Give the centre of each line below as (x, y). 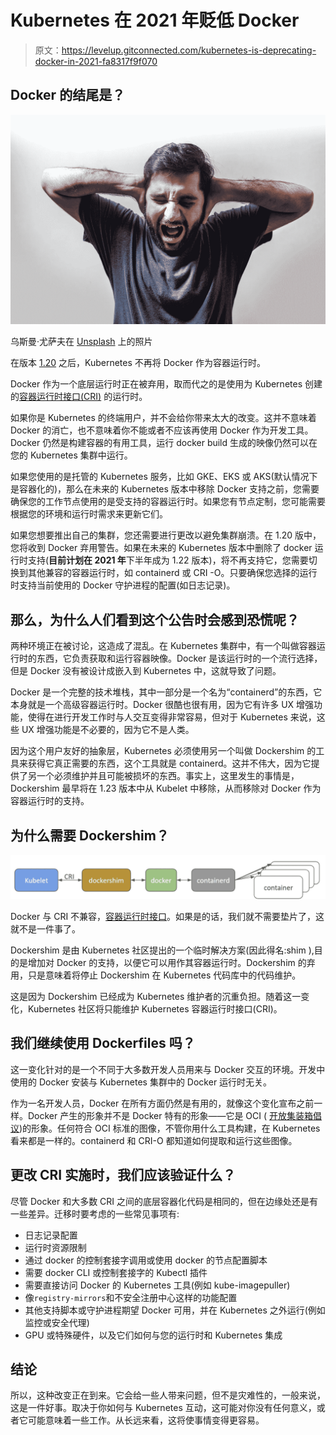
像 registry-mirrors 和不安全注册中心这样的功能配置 (131, 1297)
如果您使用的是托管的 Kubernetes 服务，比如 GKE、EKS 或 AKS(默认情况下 (164, 477)
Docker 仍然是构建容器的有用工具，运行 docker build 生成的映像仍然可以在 (164, 443)
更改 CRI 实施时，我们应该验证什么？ (123, 1175)
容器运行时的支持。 (50, 801)
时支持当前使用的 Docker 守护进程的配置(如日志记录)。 (123, 585)
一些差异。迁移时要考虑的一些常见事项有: (95, 1213)
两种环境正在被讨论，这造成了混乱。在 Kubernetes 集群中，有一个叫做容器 (163, 646)
